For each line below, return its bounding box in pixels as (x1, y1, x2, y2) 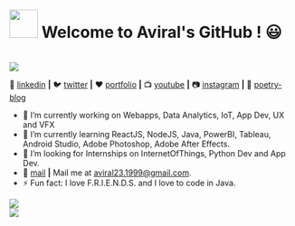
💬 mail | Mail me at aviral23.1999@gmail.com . (22, 167, 192, 178)
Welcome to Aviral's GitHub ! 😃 (41, 23, 282, 42)
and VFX (22, 118, 55, 130)
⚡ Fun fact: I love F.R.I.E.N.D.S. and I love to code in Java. (22, 177, 236, 188)
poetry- (253, 79, 282, 89)
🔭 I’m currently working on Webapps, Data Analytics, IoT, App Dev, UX (22, 109, 285, 120)
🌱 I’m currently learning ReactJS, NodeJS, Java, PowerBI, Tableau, (22, 128, 271, 139)
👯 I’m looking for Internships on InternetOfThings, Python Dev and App (22, 147, 287, 158)
